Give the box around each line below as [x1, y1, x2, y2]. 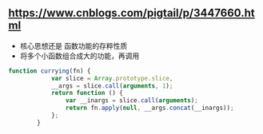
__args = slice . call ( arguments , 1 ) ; [50, 81, 173, 90]
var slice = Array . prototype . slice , [50, 74, 173, 82]
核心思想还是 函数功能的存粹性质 [19, 41, 128, 50]
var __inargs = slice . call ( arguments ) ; [65, 97, 198, 104]
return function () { [50, 89, 124, 97]
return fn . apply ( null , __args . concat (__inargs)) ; [65, 104, 234, 112]
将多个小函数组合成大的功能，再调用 [19, 51, 140, 61]
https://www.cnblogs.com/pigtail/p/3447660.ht [8, 6, 255, 20]
